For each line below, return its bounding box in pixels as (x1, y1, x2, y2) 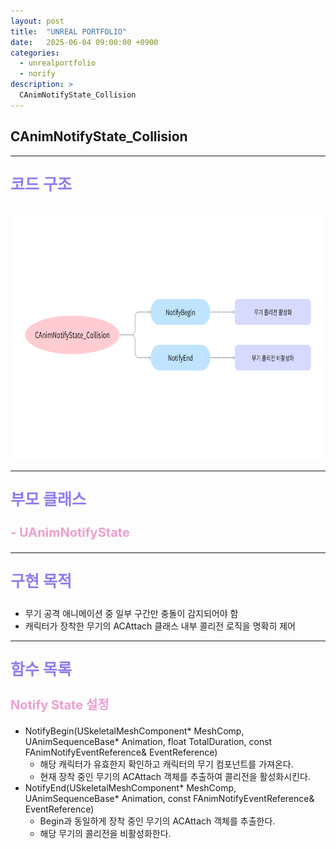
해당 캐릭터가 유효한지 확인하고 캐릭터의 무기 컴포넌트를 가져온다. (39, 758, 294, 770)
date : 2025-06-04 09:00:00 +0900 (10, 37, 159, 47)
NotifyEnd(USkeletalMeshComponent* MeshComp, (24, 781, 237, 794)
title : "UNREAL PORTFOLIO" (10, 26, 128, 37)
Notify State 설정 (10, 696, 110, 713)
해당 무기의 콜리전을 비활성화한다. (39, 827, 172, 839)
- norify (19, 69, 56, 79)
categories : (10, 48, 60, 58)
